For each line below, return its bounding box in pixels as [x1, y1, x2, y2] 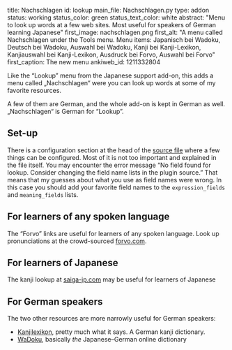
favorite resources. [7, 87, 61, 94]
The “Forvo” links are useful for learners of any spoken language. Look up [7, 229, 219, 238]
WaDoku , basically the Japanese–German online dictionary [17, 335, 187, 344]
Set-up [7, 127, 38, 139]
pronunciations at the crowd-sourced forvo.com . [7, 237, 147, 245]
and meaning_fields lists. [7, 190, 79, 198]
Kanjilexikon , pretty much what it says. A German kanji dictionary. [17, 328, 206, 336]
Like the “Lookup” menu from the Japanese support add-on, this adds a [7, 71, 214, 80]
